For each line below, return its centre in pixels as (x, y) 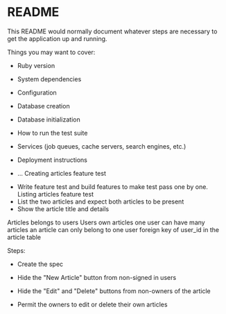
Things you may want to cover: (51, 52)
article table (24, 237)
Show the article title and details (63, 208)
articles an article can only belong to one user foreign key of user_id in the (113, 229)
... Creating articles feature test (61, 173)
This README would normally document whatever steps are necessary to (112, 31)
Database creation (44, 106)
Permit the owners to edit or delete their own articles (92, 304)
